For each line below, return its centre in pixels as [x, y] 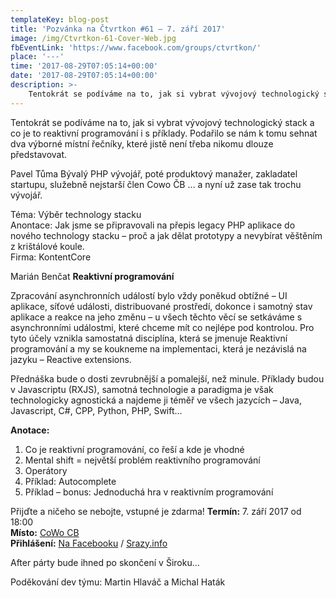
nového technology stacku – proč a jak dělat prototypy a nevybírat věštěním [166, 235]
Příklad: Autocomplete [70, 481]
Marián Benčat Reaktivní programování [92, 276]
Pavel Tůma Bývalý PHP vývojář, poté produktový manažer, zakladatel [154, 173]
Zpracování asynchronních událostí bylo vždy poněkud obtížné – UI [149, 295]
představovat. [39, 154]
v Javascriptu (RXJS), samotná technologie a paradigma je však [142, 389]
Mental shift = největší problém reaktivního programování [142, 460]
